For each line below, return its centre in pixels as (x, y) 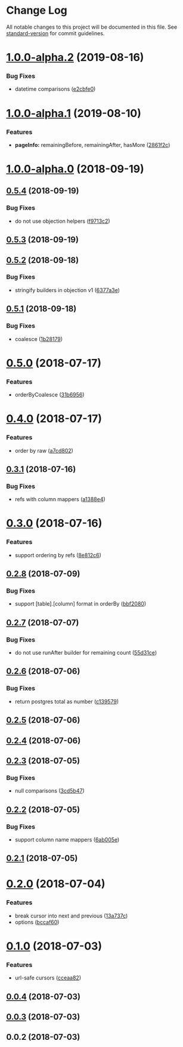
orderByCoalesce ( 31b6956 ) (49, 395)
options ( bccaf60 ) (37, 922)
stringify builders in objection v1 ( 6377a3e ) (67, 290)
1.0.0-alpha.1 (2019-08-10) (74, 113)
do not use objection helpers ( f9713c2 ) (62, 221)
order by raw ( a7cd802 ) (44, 450)
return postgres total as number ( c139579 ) (67, 701)
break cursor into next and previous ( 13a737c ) (71, 916)
